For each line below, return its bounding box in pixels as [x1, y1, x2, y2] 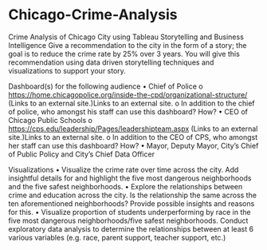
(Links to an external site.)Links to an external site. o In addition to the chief [8, 98, 255, 108]
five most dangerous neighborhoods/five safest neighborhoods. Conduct [8, 216, 249, 225]
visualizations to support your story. [8, 65, 126, 75]
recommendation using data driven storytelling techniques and [8, 58, 214, 67]
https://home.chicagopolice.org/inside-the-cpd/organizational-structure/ [8, 89, 248, 99]
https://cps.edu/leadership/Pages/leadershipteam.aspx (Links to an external [8, 124, 258, 133]
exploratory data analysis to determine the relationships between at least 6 [8, 224, 253, 233]
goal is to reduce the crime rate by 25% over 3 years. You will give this [8, 49, 241, 58]
